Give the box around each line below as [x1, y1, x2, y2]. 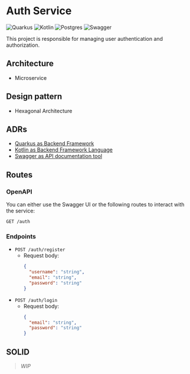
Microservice [14, 74, 47, 81]
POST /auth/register [14, 247, 65, 253]
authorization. [6, 41, 40, 49]
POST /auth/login [14, 297, 58, 303]
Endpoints [6, 232, 37, 240]
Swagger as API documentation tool [14, 153, 102, 160]
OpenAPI [6, 188, 32, 196]
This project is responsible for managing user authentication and [6, 35, 163, 42]
